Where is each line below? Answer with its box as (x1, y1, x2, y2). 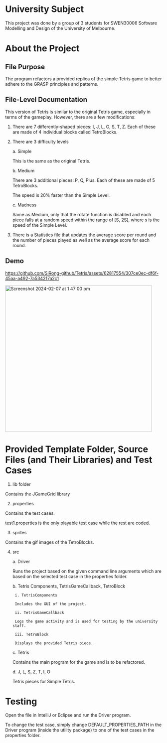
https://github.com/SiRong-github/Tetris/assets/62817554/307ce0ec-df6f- (5, 270, 159, 276)
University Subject (5, 3, 84, 15)
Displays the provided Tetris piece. (14, 640, 93, 646)
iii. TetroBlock (14, 632, 49, 637)
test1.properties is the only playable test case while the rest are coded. (5, 520, 151, 526)
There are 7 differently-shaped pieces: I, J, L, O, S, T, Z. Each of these (12, 124, 156, 130)
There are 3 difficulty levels (12, 139, 69, 145)
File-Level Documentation (5, 96, 87, 104)
